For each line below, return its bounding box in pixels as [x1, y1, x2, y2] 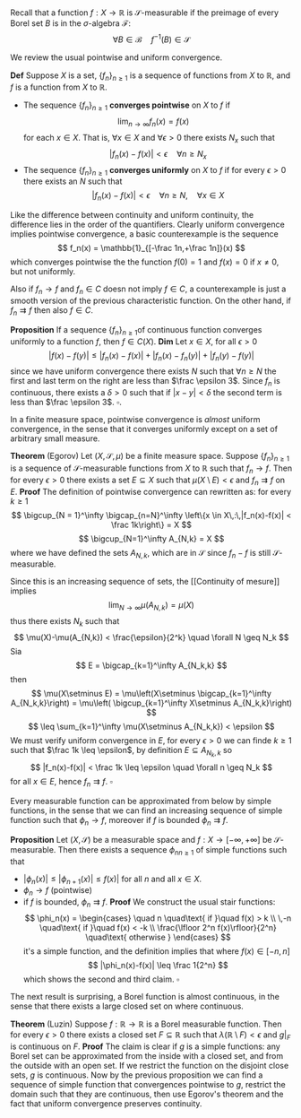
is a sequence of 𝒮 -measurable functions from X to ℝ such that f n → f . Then [10, 463, 293, 475]
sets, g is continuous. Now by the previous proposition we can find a [10, 1070, 263, 1080]
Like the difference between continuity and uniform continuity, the [10, 210, 254, 221]
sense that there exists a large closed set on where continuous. [10, 1001, 245, 1011]
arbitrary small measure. [10, 433, 100, 444]
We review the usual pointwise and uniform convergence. [10, 52, 223, 63]
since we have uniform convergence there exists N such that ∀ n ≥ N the [10, 366, 277, 377]
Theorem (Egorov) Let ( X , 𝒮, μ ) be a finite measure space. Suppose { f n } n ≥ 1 [10, 451, 290, 464]
